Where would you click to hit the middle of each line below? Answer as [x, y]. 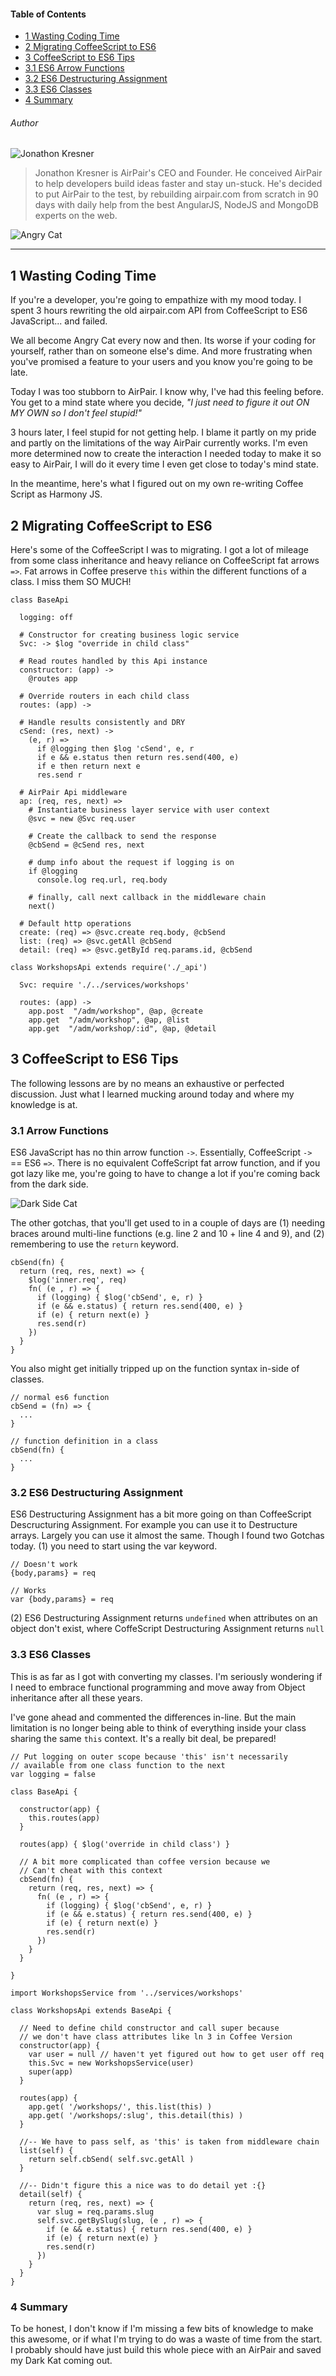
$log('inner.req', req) [78, 1280]
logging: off [46, 618]
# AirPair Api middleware [73, 793]
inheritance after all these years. [76, 1697]
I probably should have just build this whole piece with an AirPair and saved [166, 2350]
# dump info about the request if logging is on [131, 863]
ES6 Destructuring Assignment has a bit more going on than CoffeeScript [161, 1514]
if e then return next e [88, 766]
